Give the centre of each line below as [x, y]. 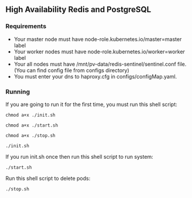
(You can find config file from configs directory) [71, 70]
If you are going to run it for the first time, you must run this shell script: [92, 104]
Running [18, 91]
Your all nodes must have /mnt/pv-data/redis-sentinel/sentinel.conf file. [100, 64]
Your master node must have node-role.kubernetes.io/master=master [98, 39]
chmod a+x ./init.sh [31, 115]
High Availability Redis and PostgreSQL [78, 10]
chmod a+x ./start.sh [32, 125]
